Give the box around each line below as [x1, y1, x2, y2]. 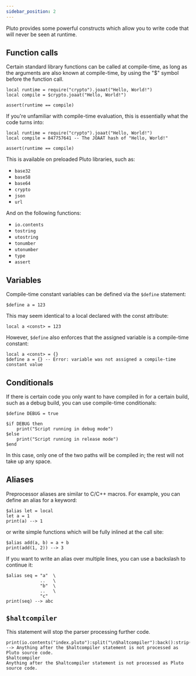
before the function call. [6, 76, 64, 83]
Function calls [6, 48, 58, 58]
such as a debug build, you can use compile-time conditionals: [6, 399, 157, 407]
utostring [14, 235, 39, 241]
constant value [6, 362, 43, 368]
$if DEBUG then [6, 421, 43, 427]
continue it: [6, 561, 33, 568]
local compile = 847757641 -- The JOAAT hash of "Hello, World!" [6, 135, 168, 141]
